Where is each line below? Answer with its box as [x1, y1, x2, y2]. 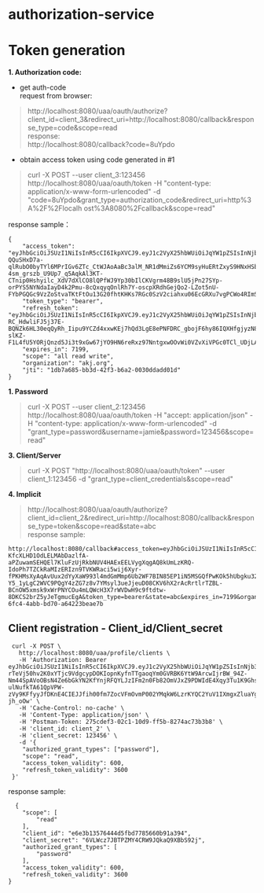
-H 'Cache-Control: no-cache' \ [18, 704, 125, 712]
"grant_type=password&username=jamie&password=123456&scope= [27, 427, 255, 437]
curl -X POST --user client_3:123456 [27, 171, 145, 180]
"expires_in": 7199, [22, 346, 90, 354]
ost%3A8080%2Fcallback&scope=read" [83, 204, 216, 213]
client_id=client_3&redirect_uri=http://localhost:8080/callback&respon [27, 115, 255, 124]
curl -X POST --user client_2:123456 [27, 402, 146, 412]
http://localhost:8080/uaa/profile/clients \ [18, 649, 170, 657]
